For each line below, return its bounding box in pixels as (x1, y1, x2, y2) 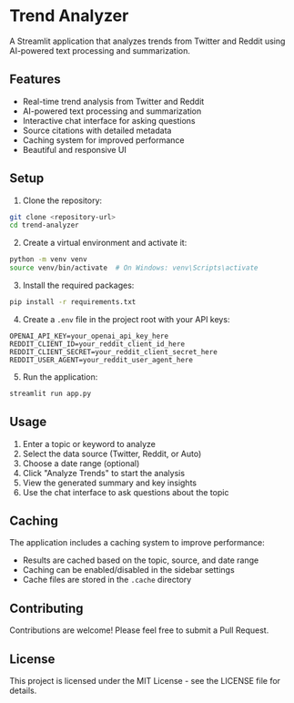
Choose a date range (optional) (22, 457, 140, 469)
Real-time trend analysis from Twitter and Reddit (22, 96, 205, 107)
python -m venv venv (9, 255, 88, 264)
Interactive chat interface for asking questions (22, 115, 196, 126)
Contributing (9, 600, 84, 616)
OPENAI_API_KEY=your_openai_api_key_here (9, 331, 169, 341)
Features (9, 72, 61, 87)
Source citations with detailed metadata (22, 125, 172, 136)
